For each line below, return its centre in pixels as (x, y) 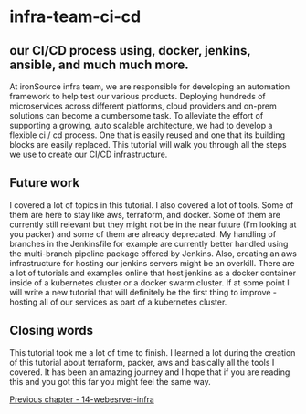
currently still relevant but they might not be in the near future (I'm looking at (153, 224)
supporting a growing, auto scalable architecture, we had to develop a (141, 125)
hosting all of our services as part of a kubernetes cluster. (118, 302)
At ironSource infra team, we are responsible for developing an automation (150, 87)
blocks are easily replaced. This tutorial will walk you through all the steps (148, 145)
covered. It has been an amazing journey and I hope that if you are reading (150, 372)
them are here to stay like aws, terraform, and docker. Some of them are (145, 214)
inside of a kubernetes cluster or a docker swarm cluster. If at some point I (149, 282)
